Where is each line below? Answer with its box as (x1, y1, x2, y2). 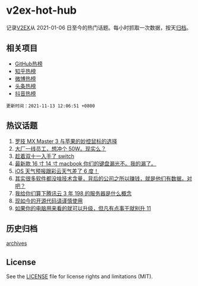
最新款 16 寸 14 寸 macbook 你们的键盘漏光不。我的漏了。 (14, 160, 156, 167)
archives (6, 240, 27, 247)
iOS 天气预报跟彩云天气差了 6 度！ (14, 167, 99, 175)
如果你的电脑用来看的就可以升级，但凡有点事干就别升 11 (14, 204, 152, 212)
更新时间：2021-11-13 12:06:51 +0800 (6, 102, 95, 109)
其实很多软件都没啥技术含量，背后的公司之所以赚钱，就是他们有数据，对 (14, 175, 192, 182)
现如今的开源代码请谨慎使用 (14, 197, 83, 204)
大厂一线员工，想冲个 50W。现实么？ (14, 145, 106, 152)
